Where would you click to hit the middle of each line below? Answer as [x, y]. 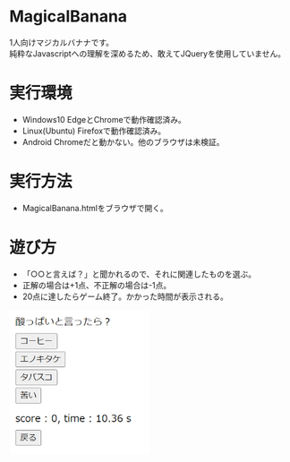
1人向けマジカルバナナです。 [62, 42]
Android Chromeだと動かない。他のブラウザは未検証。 [123, 141]
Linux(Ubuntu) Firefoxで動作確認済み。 [94, 131]
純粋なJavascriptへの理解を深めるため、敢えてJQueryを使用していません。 [148, 53]
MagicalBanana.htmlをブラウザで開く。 [95, 208]
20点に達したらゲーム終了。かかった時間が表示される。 [125, 296]
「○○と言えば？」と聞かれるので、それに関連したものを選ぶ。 [139, 274]
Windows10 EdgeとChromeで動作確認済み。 [104, 119]
